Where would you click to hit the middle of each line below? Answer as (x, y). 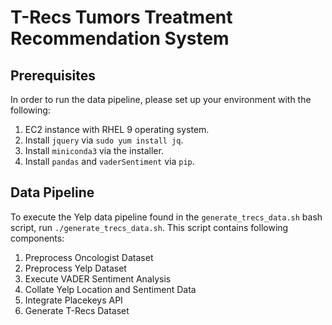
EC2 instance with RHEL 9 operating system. (117, 129)
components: (37, 238)
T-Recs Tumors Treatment (121, 17)
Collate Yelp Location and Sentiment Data (110, 289)
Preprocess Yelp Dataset (75, 268)
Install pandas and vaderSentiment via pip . (109, 161)
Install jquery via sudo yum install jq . (104, 140)
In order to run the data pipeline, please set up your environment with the (161, 99)
